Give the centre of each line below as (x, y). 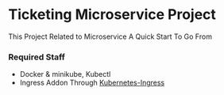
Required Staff (37, 57)
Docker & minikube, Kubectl (65, 74)
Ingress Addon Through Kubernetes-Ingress (92, 83)
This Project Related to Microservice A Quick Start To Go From (110, 36)
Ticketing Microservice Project (112, 15)
